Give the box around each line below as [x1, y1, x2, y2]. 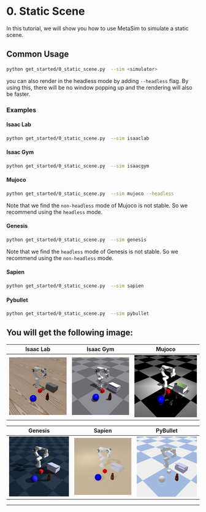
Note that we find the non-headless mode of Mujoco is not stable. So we [6, 202, 188, 209]
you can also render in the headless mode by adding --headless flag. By [6, 77, 189, 84]
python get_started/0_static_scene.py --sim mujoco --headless [6, 191, 174, 197]
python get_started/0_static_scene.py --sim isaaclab [6, 135, 150, 141]
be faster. [6, 90, 31, 98]
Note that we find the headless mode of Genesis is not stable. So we [6, 248, 179, 255]
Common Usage [6, 49, 69, 60]
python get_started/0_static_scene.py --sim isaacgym [6, 163, 150, 169]
